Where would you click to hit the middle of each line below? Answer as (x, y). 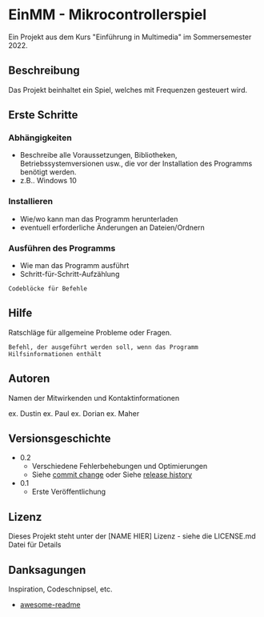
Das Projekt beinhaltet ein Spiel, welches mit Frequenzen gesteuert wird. (128, 90)
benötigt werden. (48, 172)
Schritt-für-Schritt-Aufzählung (70, 274)
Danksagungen (47, 570)
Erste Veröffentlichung (69, 492)
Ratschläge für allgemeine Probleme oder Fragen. (90, 332)
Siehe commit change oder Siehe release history (112, 475)
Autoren (29, 379)
